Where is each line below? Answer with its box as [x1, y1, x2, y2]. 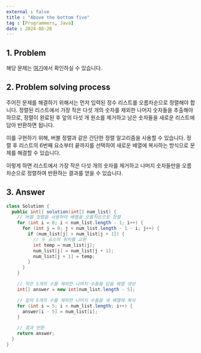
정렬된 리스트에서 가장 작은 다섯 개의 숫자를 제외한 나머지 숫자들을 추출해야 [19, 106, 194, 113]
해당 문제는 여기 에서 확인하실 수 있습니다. [6, 64, 103, 72]
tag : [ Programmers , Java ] [6, 20, 74, 26]
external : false [6, 8, 50, 15]
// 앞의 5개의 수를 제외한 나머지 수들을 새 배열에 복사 [17, 297, 136, 303]
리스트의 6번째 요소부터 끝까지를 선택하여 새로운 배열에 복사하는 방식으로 [19, 142, 189, 149]
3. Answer [6, 187, 46, 198]
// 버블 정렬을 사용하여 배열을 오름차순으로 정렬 [17, 214, 121, 220]
